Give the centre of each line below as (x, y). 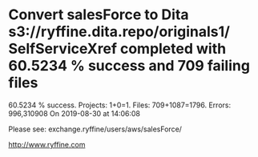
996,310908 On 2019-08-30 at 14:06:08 (74, 113)
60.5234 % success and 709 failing (129, 66)
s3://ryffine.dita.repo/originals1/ (119, 32)
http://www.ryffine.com (47, 144)
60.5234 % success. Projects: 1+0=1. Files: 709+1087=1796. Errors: (119, 105)
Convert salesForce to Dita (99, 15)
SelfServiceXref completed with (117, 49)
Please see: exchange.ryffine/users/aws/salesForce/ (95, 129)
